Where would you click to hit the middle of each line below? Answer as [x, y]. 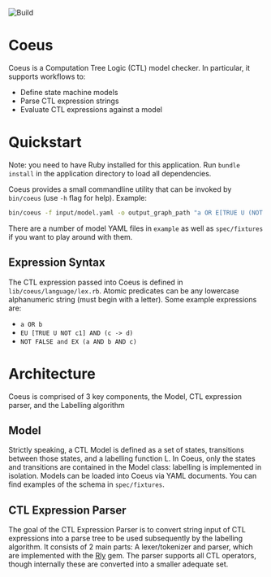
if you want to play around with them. [71, 236]
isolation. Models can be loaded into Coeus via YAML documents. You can [133, 476]
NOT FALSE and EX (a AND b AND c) [78, 341]
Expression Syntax [57, 263]
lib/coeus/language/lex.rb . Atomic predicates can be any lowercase [124, 291]
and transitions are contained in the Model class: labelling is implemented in [135, 467]
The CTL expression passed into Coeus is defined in [96, 282]
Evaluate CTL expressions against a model [91, 109]
